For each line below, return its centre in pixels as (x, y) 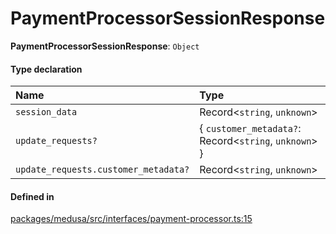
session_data (46, 112)
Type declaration (46, 69)
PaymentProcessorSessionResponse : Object (105, 46)
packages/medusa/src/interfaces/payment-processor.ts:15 (131, 219)
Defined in (32, 196)
